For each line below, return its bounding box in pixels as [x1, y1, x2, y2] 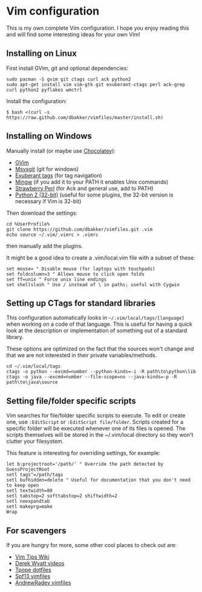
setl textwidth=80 [6, 488, 53, 494]
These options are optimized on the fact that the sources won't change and [6, 345, 194, 352]
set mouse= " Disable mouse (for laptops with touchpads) [6, 266, 155, 272]
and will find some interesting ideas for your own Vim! [6, 30, 140, 38]
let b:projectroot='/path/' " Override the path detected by [6, 461, 164, 468]
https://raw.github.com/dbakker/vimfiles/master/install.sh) [6, 114, 164, 121]
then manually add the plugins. [6, 242, 83, 249]
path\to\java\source [6, 379, 59, 386]
